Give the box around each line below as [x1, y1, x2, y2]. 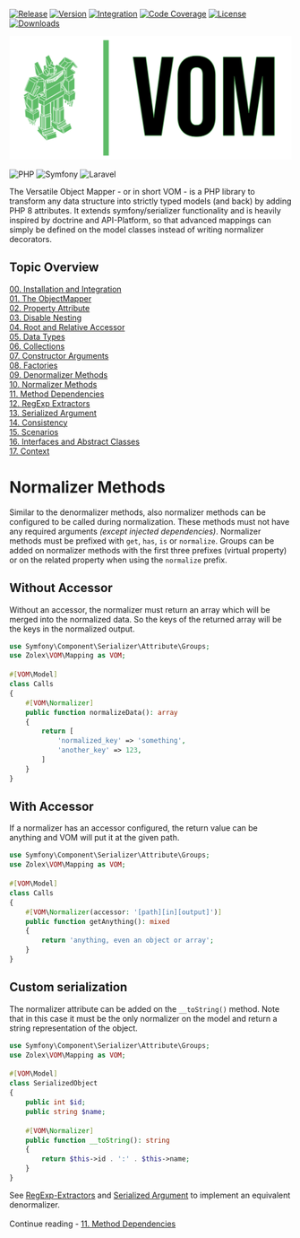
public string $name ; [25, 1107, 106, 1116]
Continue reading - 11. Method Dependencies [9, 1218, 176, 1229]
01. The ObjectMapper [9, 292, 92, 304]
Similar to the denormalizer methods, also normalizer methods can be [9, 507, 266, 518]
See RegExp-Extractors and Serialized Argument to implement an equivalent [9, 1190, 291, 1200]
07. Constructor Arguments [9, 350, 109, 361]
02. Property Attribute [9, 302, 90, 313]
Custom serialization [9, 980, 128, 995]
